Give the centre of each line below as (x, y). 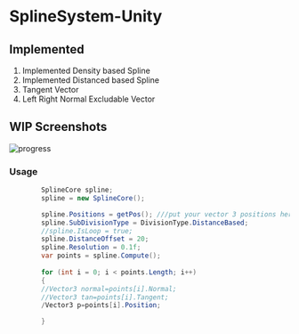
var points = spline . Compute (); (101, 256)
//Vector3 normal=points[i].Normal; (109, 289)
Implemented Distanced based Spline (91, 80)
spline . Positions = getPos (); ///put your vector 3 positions (159, 214)
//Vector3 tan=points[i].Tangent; (105, 297)
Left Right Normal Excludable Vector (89, 99)
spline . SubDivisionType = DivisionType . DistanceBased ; (145, 223)
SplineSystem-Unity (86, 16)
